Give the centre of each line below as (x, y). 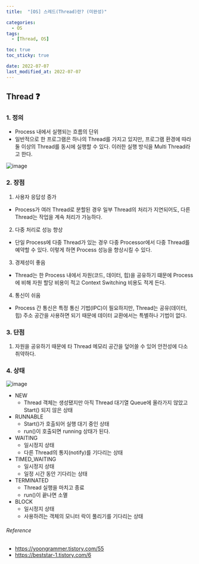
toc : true (18, 50)
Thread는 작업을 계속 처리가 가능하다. (59, 217)
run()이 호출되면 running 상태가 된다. (67, 431)
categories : (21, 22)
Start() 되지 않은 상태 (48, 410)
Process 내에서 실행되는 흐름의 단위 (57, 132)
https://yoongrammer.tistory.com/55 (59, 548)
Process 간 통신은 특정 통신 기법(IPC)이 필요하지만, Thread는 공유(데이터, (101, 308)
